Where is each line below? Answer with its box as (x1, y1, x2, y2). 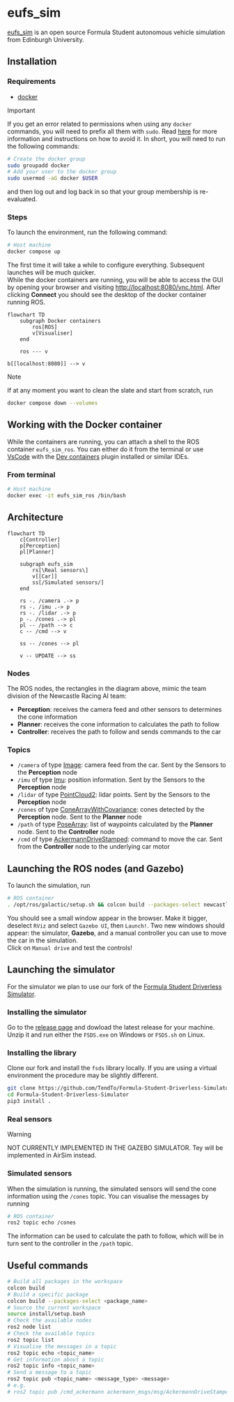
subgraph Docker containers (19, 318, 101, 325)
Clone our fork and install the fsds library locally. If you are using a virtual (7, 1064, 217, 1072)
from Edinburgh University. (7, 35, 85, 43)
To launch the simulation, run (7, 882, 91, 890)
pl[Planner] (19, 548, 54, 555)
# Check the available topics (7, 1330, 95, 1337)
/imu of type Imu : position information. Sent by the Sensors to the (17, 775, 205, 784)
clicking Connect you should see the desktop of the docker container (7, 291, 207, 299)
